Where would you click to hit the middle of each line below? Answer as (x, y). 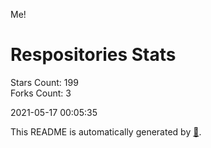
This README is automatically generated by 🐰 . (106, 131)
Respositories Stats (93, 55)
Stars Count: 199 (44, 82)
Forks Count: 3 (41, 93)
